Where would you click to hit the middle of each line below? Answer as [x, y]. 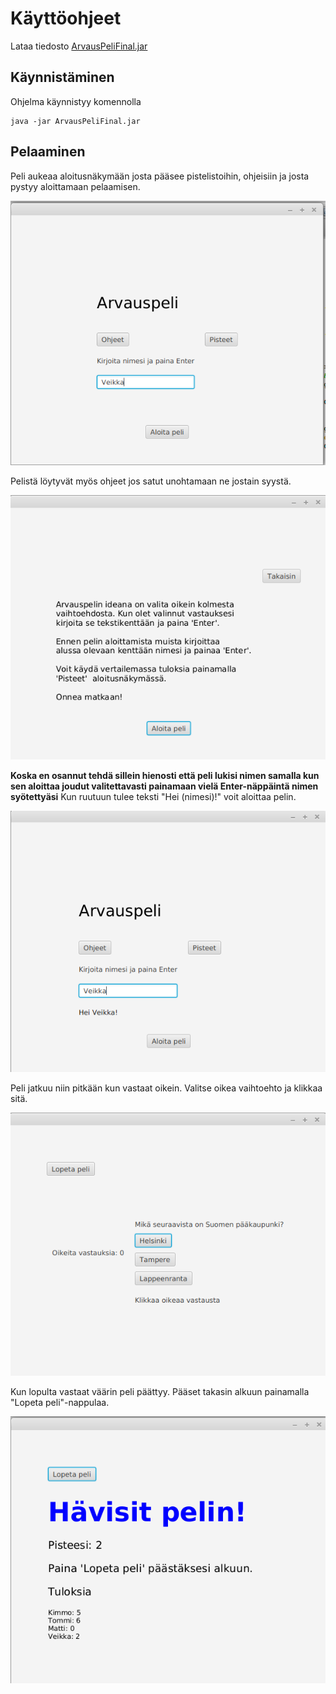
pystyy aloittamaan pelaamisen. [75, 186]
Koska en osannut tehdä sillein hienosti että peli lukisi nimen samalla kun [165, 775]
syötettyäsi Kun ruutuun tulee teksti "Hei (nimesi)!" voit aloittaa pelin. [153, 796]
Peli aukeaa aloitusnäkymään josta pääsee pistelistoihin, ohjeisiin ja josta [160, 176]
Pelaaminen [48, 152]
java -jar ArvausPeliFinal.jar [75, 121]
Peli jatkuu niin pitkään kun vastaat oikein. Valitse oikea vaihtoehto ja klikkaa [166, 1088]
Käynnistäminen [62, 77]
